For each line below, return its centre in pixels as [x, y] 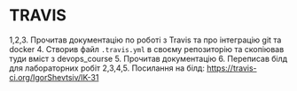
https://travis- [232, 68]
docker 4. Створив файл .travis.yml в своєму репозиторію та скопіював [147, 49]
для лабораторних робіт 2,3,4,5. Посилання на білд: [107, 68]
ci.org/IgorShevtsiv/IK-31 [54, 77]
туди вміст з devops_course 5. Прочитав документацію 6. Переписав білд [148, 58]
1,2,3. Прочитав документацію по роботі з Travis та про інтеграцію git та [145, 40]
